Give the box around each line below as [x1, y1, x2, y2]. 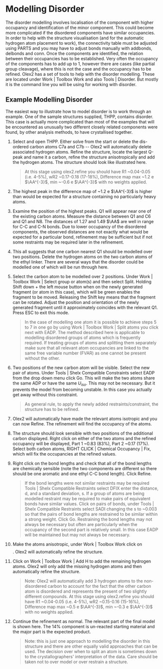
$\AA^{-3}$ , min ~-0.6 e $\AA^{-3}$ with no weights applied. [24, 179, 147, 185]
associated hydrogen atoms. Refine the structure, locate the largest [12, 149, 147, 155]
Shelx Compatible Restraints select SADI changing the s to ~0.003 [24, 506, 157, 511]
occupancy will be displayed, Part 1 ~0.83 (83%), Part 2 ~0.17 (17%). [12, 440, 149, 446]
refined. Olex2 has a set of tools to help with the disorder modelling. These [5, 71, 155, 77]
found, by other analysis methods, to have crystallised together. [5, 129, 133, 135]
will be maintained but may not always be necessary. [24, 531, 130, 538]
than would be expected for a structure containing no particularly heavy [12, 194, 157, 199]
